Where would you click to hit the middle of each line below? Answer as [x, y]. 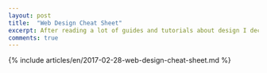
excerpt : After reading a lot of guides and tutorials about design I [128, 30]
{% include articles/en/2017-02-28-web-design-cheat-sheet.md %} [120, 60]
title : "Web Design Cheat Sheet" [66, 23]
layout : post [30, 15]
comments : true [33, 38]
